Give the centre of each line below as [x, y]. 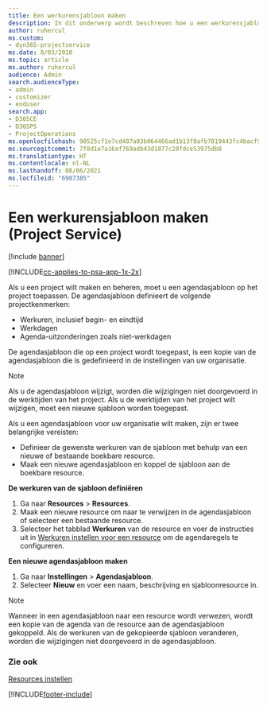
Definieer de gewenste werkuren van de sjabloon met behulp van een [133, 447]
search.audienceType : [44, 82]
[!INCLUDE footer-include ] [50, 694]
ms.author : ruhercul [43, 68]
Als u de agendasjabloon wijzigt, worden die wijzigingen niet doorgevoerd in [133, 391]
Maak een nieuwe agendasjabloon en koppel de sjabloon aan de [125, 464]
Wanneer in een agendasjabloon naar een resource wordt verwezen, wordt [131, 615]
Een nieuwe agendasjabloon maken [68, 561]
